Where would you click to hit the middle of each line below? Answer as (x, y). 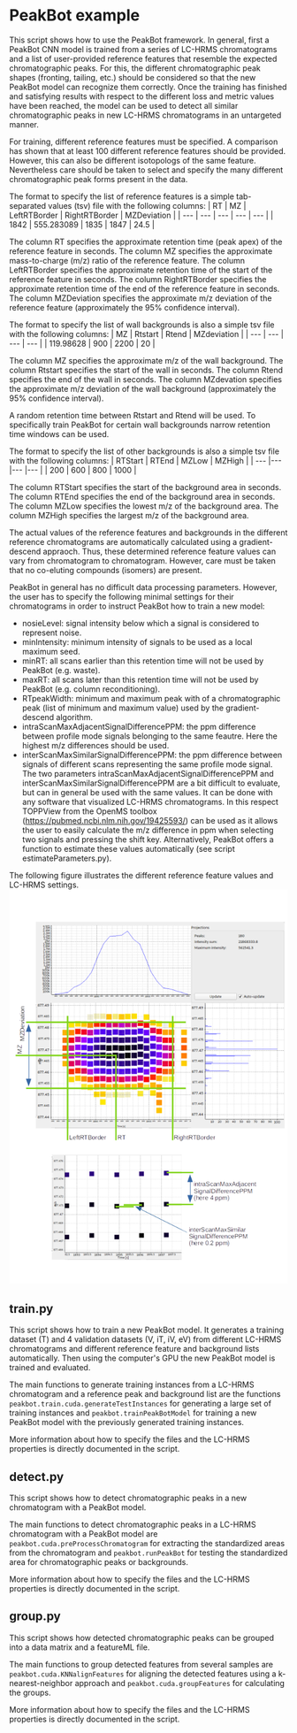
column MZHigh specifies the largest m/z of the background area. (129, 515)
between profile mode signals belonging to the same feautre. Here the (150, 736)
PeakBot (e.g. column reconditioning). (91, 689)
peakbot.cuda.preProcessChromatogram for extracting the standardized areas (147, 1544)
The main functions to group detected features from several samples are (141, 1664)
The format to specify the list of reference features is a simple (122, 196)
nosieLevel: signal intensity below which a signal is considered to (141, 623)
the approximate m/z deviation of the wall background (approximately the (143, 388)
